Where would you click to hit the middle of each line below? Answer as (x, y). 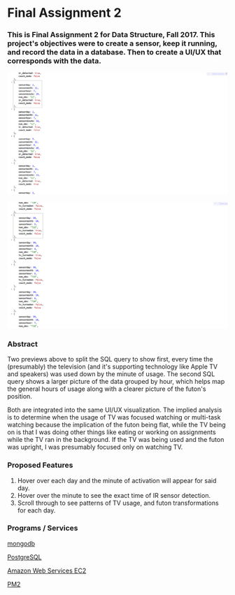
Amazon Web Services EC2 (47, 571)
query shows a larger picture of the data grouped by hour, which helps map (116, 382)
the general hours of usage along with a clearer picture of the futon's (107, 389)
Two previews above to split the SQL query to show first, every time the (110, 359)
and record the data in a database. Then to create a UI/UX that (114, 52)
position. (20, 396)
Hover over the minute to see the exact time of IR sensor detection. (114, 495)
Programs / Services (43, 528)
